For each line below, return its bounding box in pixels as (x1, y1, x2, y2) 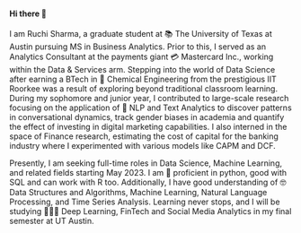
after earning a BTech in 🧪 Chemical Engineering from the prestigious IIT (9, 73, 277, 85)
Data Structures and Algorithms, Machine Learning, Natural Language (9, 187, 268, 198)
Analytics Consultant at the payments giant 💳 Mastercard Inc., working (9, 51, 274, 63)
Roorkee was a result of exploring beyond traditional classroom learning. (9, 83, 279, 94)
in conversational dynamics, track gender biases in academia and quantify (9, 112, 285, 123)
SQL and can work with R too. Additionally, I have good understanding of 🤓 (9, 177, 287, 188)
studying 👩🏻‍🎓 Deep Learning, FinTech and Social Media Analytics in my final (9, 206, 292, 217)
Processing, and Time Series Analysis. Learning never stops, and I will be (9, 196, 280, 207)
